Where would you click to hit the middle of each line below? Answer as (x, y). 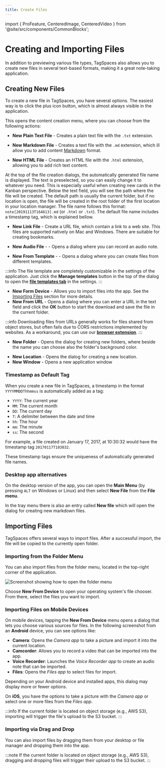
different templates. (32, 262)
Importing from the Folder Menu (44, 556)
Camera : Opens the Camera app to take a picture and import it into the (84, 640)
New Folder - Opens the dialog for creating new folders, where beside (84, 342)
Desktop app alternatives (36, 475)
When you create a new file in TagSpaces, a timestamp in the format (75, 385)
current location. (29, 646)
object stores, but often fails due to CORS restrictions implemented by (76, 327)
